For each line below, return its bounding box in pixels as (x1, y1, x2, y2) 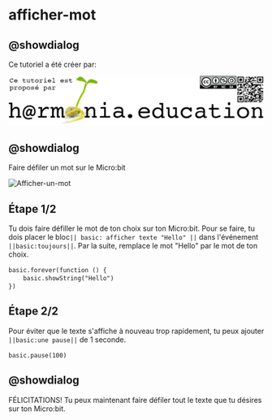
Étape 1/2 (8, 201, 57, 216)
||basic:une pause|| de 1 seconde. (8, 335, 127, 344)
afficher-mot (8, 6, 97, 24)
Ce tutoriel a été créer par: (8, 59, 97, 69)
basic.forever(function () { (8, 266, 107, 275)
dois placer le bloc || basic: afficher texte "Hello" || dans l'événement (8, 232, 259, 242)
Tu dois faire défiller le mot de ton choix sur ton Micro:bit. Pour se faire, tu (8, 223, 256, 233)
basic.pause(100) (8, 351, 67, 359)
